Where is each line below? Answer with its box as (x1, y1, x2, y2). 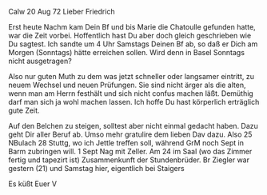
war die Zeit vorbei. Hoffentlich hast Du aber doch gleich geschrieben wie (8, 31, 252, 40)
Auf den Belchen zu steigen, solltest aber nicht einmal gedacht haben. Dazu (8, 121, 258, 130)
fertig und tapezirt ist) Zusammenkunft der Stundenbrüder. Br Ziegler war (8, 155, 250, 165)
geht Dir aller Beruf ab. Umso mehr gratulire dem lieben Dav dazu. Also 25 (8, 129, 253, 139)
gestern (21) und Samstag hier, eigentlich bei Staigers (8, 164, 185, 173)
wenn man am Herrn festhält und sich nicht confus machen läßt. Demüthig (8, 89, 253, 98)
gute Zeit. (8, 105, 40, 115)
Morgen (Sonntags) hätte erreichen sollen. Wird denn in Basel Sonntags (8, 48, 245, 57)
